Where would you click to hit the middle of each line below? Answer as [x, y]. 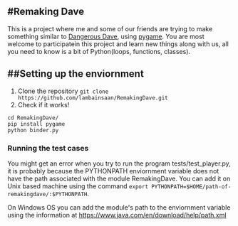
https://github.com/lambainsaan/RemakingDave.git [93, 98]
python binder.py [33, 130]
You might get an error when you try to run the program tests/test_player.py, [119, 163]
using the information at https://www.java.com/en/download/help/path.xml [117, 215]
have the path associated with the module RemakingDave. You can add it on [119, 178]
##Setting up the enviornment [76, 74]
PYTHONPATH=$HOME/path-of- [191, 187]
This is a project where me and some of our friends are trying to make [110, 28]
